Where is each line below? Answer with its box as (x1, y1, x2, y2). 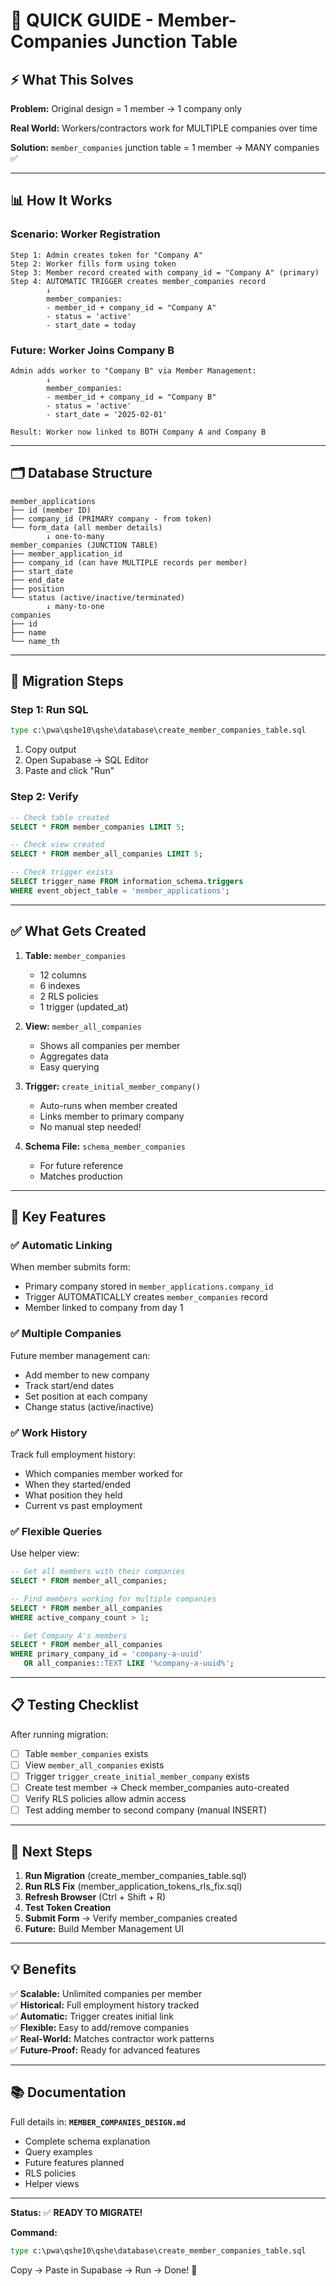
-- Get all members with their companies (10, 1567, 186, 1577)
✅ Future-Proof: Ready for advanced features (10, 2044, 201, 2056)
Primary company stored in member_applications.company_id (24, 1280, 274, 1293)
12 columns (39, 969, 87, 981)
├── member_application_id (10, 549, 123, 559)
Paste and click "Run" (24, 765, 115, 777)
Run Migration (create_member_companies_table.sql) (24, 1870, 247, 1882)
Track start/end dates (24, 1379, 115, 1391)
